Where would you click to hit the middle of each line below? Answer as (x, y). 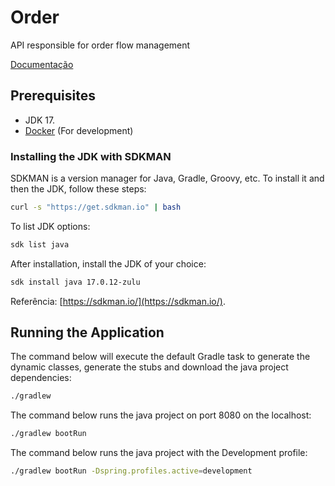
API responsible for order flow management (100, 45)
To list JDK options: (50, 226)
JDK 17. (40, 120)
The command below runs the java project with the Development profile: (159, 453)
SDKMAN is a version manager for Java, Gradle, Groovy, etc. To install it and (167, 178)
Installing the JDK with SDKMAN (91, 156)
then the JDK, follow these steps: (78, 189)
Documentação (42, 64)
